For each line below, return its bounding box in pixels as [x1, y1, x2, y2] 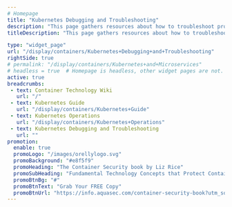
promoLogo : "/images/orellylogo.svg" [13, 151, 122, 158]
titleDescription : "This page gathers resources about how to [7, 29, 190, 37]
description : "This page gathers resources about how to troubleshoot [7, 23, 215, 30]
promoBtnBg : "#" [13, 177, 60, 184]
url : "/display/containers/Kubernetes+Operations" [16, 119, 166, 126]
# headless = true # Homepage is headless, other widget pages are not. [7, 67, 224, 75]
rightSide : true [7, 55, 54, 62]
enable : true [13, 144, 51, 152]
